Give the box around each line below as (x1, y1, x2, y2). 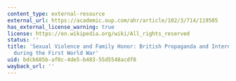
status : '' (7, 37, 39, 44)
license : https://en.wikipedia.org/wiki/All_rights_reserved (7, 30, 190, 37)
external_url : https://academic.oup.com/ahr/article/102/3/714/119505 (7, 17, 218, 24)
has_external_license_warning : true (7, 23, 114, 30)
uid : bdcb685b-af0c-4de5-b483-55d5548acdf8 (7, 56, 137, 63)
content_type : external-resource (7, 10, 105, 18)
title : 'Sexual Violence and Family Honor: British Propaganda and (7, 43, 209, 50)
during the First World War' (13, 50, 99, 57)
